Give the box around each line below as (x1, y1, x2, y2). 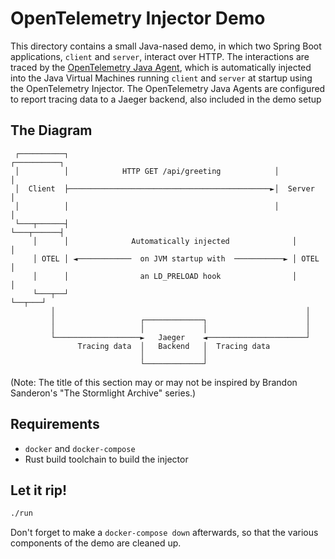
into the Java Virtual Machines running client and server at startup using (10, 72, 313, 84)
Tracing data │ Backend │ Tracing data (77, 341, 271, 351)
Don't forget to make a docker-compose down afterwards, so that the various (10, 527, 319, 539)
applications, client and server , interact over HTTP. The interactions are (10, 50, 310, 62)
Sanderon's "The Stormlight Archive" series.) (10, 387, 197, 399)
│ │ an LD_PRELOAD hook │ (32, 271, 298, 281)
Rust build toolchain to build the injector (24, 453, 189, 465)
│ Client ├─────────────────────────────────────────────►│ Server (14, 183, 315, 194)
